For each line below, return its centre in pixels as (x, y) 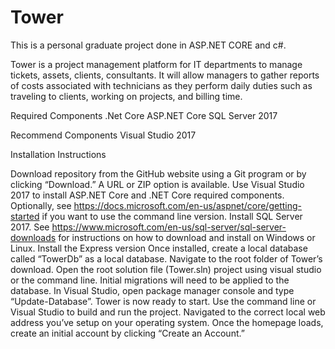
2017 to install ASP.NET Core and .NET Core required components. (147, 195)
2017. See (30, 227)
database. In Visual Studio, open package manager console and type (152, 290)
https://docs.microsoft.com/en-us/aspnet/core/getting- (187, 205)
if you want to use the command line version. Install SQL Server (172, 216)
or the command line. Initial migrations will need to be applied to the (150, 280)
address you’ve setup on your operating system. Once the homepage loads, (167, 322)
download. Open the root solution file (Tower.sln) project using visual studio (166, 269)
